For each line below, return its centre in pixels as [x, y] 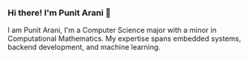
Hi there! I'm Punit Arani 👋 [59, 13]
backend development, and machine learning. [84, 47]
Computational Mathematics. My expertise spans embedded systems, [124, 38]
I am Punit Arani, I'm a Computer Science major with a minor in [112, 30]
